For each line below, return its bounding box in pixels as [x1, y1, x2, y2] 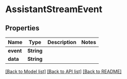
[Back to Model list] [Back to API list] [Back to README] [5, 68, 122, 74]
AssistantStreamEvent [5, 4, 103, 15]
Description [47, 39, 77, 46]
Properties [5, 24, 40, 32]
